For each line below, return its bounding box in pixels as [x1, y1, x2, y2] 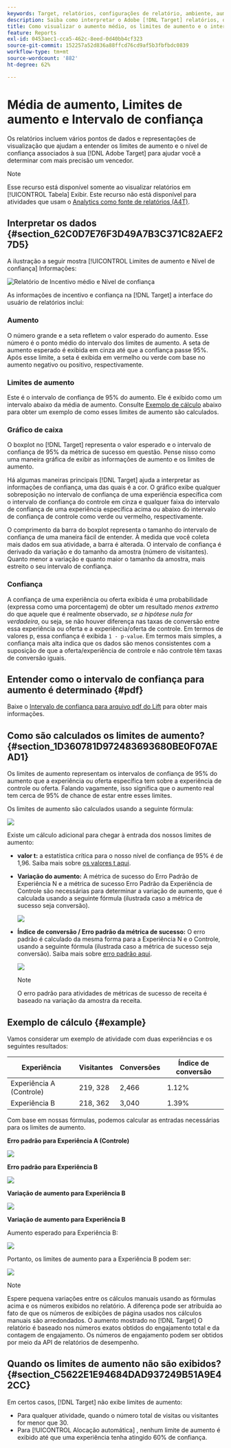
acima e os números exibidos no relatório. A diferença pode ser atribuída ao [7, 1301, 222, 1310]
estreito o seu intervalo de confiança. [7, 562, 113, 571]
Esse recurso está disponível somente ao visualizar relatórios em [7, 183, 191, 191]
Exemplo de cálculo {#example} [7, 1016, 146, 1028]
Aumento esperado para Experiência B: [7, 1229, 118, 1237]
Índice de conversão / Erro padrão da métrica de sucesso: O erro [16, 928, 206, 936]
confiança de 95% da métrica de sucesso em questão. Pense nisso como [7, 448, 216, 456]
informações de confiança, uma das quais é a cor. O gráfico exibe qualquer [7, 483, 221, 492]
